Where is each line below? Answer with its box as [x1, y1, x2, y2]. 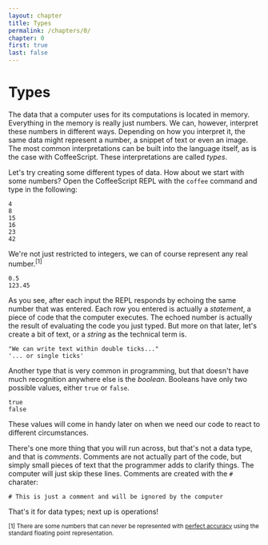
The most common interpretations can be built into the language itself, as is [8, 143, 258, 153]
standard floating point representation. [8, 529, 114, 537]
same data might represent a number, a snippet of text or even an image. [8, 135, 249, 145]
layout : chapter [8, 11, 62, 20]
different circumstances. [8, 428, 90, 437]
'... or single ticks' [8, 352, 84, 360]
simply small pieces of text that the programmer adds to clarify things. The [8, 460, 254, 470]
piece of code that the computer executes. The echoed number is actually [8, 312, 253, 322]
